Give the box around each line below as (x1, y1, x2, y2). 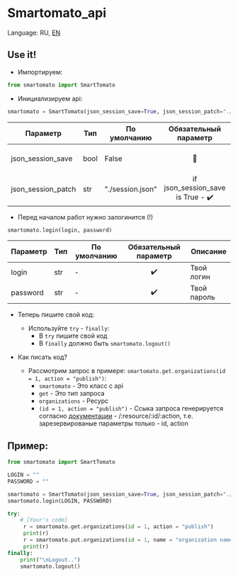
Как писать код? (17, 353, 68, 362)
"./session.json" (104, 184, 157, 194)
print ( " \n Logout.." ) (20, 556, 81, 564)
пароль (190, 292, 215, 302)
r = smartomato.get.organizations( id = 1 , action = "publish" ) (23, 523, 214, 530)
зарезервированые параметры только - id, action (38, 419, 189, 428)
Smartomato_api (7, 5, 107, 21)
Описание (191, 246, 227, 256)
